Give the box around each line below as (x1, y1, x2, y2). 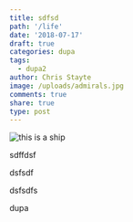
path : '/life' (9, 22, 64, 31)
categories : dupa (9, 48, 76, 57)
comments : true (9, 90, 67, 99)
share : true (9, 98, 55, 108)
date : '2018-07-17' (9, 30, 84, 39)
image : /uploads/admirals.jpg (9, 81, 125, 90)
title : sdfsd (9, 13, 59, 23)
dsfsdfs (9, 185, 38, 196)
